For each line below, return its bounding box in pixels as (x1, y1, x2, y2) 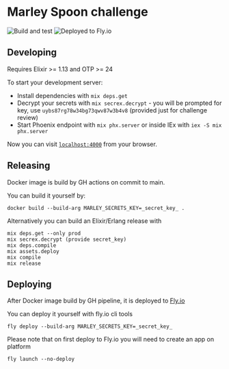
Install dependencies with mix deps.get (16, 91, 128, 99)
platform (7, 342, 31, 350)
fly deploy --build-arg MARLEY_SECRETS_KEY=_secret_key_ (7, 323, 173, 330)
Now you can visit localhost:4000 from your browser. (7, 140, 157, 148)
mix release (7, 260, 41, 267)
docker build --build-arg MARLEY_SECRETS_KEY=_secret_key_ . (7, 204, 185, 211)
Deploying (7, 278, 52, 290)
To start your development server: (7, 78, 103, 86)
